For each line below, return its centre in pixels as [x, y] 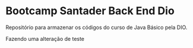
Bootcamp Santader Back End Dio [90, 11]
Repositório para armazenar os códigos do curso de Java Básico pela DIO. [96, 27]
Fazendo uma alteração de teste [45, 39]
